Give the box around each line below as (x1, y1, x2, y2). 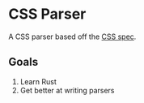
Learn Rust (19, 76, 57, 86)
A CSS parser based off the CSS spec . (8, 32, 137, 41)
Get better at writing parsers (19, 85, 115, 95)
